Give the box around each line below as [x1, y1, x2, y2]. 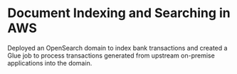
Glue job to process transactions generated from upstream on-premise [7, 51, 215, 60]
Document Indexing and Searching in [7, 5, 231, 21]
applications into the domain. [7, 58, 93, 67]
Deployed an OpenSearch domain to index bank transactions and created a [7, 43, 228, 52]
